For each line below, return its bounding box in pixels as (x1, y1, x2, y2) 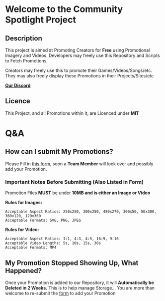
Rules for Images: (5, 200, 42, 206)
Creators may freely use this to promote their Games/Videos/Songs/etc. (5, 67, 153, 73)
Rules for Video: (5, 227, 39, 233)
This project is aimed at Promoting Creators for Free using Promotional (5, 47, 150, 53)
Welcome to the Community (5, 3, 123, 15)
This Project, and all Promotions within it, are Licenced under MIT (5, 110, 139, 116)
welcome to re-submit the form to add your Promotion (5, 290, 116, 296)
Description (5, 34, 42, 42)
